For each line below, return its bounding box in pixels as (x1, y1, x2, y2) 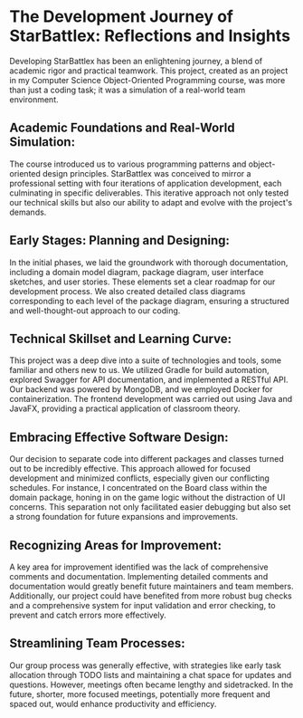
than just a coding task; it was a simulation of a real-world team (9, 84, 246, 95)
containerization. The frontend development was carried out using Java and (9, 394, 293, 405)
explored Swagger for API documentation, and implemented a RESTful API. (9, 374, 289, 386)
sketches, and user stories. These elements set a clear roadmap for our (9, 276, 276, 287)
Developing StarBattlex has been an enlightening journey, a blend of (9, 55, 263, 66)
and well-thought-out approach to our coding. (9, 305, 181, 316)
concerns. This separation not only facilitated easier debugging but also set (9, 502, 291, 512)
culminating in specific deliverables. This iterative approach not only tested (9, 187, 289, 198)
